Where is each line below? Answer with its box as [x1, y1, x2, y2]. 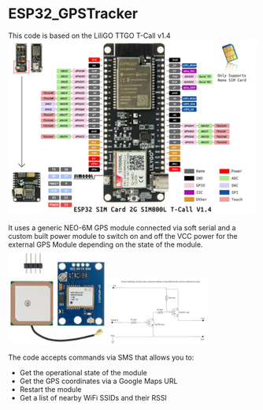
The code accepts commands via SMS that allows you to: [8, 352, 194, 363]
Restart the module [19, 385, 82, 394]
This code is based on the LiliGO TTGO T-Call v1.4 [8, 31, 171, 40]
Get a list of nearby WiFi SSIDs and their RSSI [19, 393, 167, 403]
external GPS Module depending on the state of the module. [8, 240, 203, 249]
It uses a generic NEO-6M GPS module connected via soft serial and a [8, 222, 236, 233]
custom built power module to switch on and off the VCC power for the [8, 231, 238, 240]
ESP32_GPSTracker [8, 5, 139, 23]
